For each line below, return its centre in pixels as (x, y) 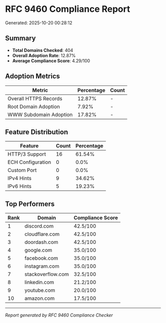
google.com (39, 250)
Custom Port (22, 170)
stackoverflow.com (47, 274)
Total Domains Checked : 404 (42, 50)
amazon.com (40, 298)
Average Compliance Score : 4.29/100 (51, 61)
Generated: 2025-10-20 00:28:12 (39, 23)
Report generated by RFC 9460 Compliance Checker (59, 315)
